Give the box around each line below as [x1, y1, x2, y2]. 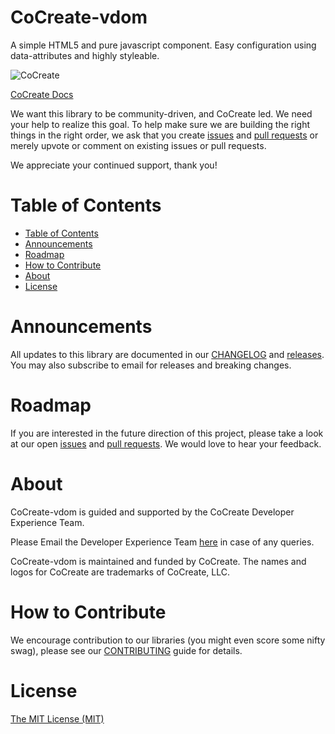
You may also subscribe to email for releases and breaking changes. [10, 359, 292, 371]
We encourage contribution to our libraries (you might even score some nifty [10, 634, 326, 646]
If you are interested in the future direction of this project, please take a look [10, 427, 324, 439]
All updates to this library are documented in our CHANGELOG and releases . [10, 348, 325, 360]
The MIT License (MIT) [10, 712, 105, 725]
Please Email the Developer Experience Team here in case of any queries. [10, 536, 315, 548]
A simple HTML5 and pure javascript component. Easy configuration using [10, 39, 317, 51]
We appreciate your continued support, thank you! [10, 159, 218, 171]
